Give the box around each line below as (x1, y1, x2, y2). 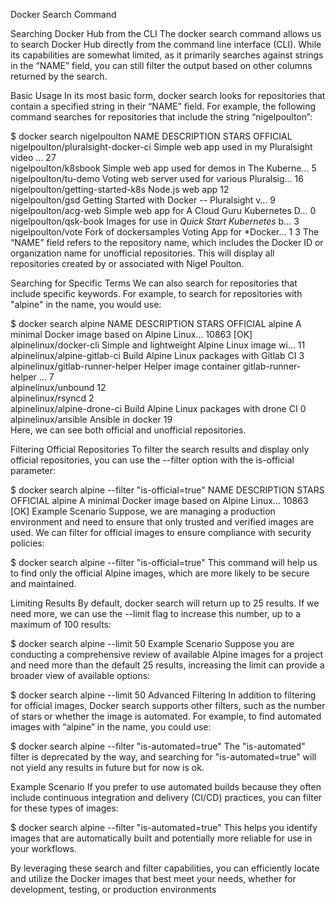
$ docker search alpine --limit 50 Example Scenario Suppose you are (10, 638, 295, 649)
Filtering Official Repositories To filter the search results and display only (10, 444, 310, 455)
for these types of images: (10, 802, 119, 814)
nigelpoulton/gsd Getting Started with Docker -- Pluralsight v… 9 (10, 194, 276, 206)
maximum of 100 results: (10, 619, 112, 630)
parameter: (10, 465, 57, 476)
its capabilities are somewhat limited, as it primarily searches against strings (10, 49, 324, 61)
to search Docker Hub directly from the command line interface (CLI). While (10, 39, 322, 50)
